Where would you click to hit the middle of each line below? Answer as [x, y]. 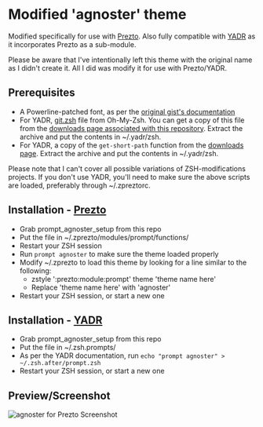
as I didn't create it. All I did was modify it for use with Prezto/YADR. [118, 68]
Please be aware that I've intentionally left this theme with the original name [130, 60]
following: [35, 270]
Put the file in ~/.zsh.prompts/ [68, 348]
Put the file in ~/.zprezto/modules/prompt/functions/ [104, 237]
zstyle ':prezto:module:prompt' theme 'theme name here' [124, 279]
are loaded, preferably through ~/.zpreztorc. [79, 185]
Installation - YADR [55, 320]
